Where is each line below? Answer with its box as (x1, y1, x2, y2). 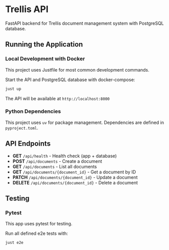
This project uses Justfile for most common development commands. (5, 67, 150, 73)
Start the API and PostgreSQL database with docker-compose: (5, 77, 135, 83)
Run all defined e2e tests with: (5, 230, 68, 236)
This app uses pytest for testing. (5, 221, 73, 227)
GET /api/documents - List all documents (12, 163, 97, 169)
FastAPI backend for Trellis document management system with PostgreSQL (5, 20, 164, 26)
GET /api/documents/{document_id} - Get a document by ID (12, 169, 136, 175)
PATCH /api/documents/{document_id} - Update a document (12, 174, 138, 180)
